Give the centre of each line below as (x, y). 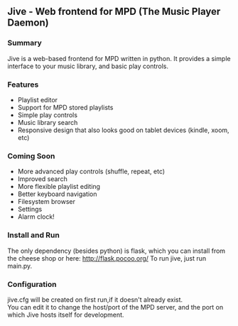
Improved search (42, 179)
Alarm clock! (36, 217)
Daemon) (28, 23)
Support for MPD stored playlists (65, 107)
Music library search (48, 122)
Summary (25, 43)
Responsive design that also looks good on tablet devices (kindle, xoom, (123, 130)
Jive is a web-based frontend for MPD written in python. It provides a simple (119, 58)
